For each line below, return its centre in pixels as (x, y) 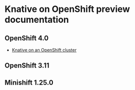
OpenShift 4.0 (27, 38)
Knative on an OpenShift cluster (44, 50)
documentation (37, 20)
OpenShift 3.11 (27, 66)
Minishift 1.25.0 (29, 82)
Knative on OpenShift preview (67, 9)
